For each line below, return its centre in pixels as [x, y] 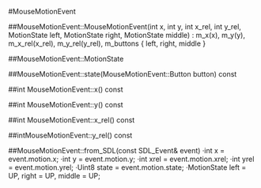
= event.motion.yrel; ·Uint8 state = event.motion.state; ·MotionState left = [127, 167]
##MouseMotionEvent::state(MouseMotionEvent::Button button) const [123, 74]
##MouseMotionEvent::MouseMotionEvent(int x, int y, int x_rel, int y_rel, [125, 26]
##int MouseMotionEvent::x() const [66, 89]
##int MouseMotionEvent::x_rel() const [72, 120]
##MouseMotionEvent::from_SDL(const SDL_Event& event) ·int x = [117, 150]
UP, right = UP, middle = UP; [55, 176]
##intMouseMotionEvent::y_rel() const [70, 135]
